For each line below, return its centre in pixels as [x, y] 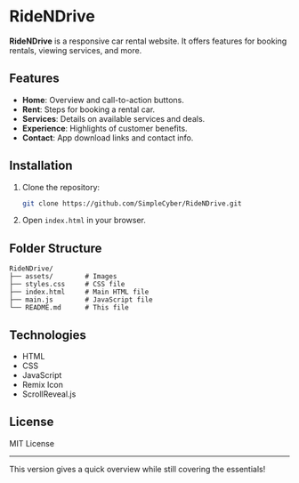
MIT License [32, 443]
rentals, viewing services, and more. [76, 50]
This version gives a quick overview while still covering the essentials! [137, 469]
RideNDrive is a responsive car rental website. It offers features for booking [148, 41]
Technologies [48, 335]
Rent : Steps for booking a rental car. [89, 109]
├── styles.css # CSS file [67, 285]
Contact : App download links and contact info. [108, 137]
